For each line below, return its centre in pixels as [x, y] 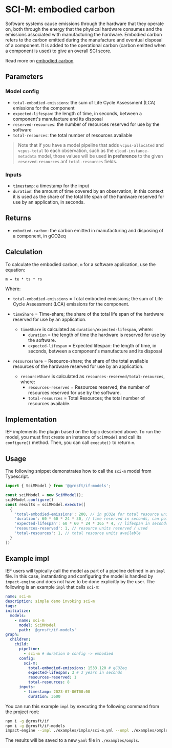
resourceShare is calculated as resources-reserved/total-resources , [92, 376]
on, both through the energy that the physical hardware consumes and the [84, 29]
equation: [15, 270]
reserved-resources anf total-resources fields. [68, 161]
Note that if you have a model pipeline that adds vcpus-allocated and [91, 145]
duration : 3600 [44, 696]
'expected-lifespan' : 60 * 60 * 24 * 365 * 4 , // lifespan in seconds [91, 524]
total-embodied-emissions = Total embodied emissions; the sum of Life [88, 298]
